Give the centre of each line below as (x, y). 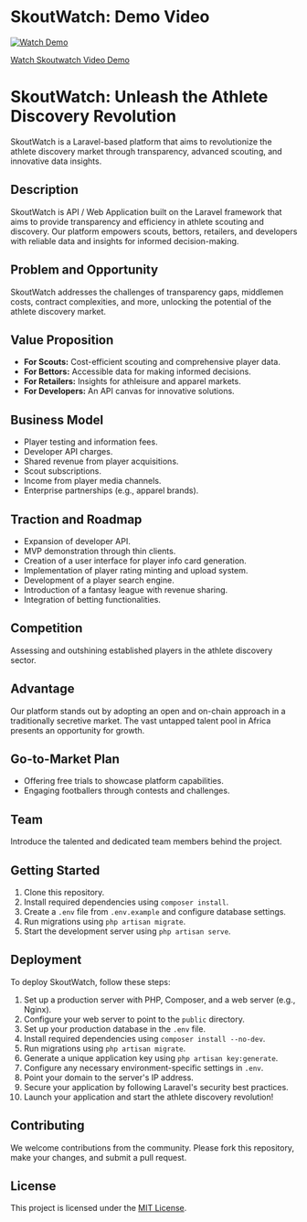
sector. (23, 659)
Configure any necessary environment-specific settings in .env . (143, 1067)
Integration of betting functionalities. (92, 599)
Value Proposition (62, 340)
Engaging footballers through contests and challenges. (127, 791)
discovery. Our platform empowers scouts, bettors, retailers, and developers (154, 231)
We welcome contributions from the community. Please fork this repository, (153, 1147)
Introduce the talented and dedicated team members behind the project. (146, 841)
